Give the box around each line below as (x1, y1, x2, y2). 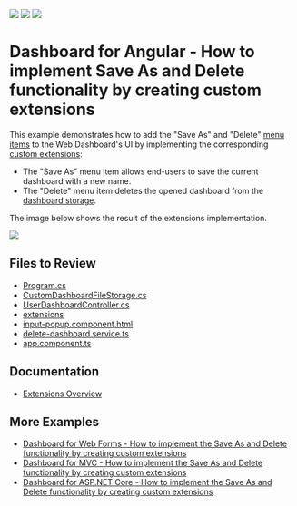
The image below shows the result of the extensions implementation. (9, 212, 268, 223)
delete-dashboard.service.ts (22, 327, 130, 339)
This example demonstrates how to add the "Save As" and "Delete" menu (9, 129, 285, 140)
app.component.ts (22, 337, 92, 348)
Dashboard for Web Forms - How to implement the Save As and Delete (22, 438, 288, 449)
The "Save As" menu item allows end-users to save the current (22, 166, 259, 177)
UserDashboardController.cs (22, 299, 130, 310)
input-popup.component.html (22, 318, 134, 329)
